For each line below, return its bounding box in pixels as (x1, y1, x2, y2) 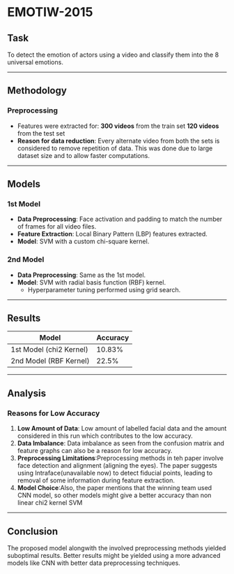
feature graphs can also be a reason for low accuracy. (17, 447, 173, 455)
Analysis (7, 387, 47, 399)
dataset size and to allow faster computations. (17, 151, 150, 159)
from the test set (17, 129, 65, 137)
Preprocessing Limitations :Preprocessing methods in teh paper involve (17, 454, 224, 462)
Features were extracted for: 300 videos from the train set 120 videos (17, 122, 219, 130)
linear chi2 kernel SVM (17, 498, 83, 507)
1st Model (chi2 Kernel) (10, 345, 88, 354)
